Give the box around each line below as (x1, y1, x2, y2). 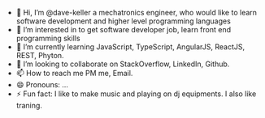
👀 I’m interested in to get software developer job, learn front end (15, 25, 232, 34)
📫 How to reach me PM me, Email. (15, 69, 133, 78)
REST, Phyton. (15, 51, 64, 60)
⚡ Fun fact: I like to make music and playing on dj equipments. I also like (15, 89, 257, 99)
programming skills (15, 33, 80, 43)
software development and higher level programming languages (15, 16, 232, 26)
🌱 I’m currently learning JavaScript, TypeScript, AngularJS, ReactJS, (15, 42, 245, 52)
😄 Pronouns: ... (15, 80, 69, 89)
